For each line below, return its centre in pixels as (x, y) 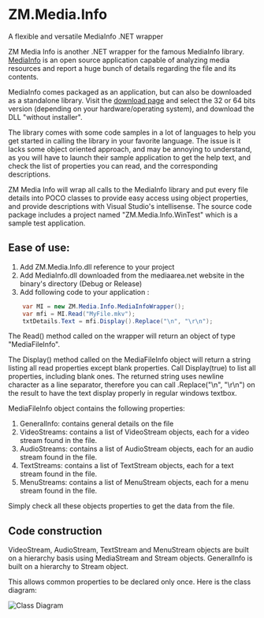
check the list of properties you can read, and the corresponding (113, 166)
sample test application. (47, 223)
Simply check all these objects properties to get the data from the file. (121, 506)
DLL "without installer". (45, 117)
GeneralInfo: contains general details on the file (97, 424)
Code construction (55, 531)
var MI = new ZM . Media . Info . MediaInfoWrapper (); (104, 306)
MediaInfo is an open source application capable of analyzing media (119, 60)
